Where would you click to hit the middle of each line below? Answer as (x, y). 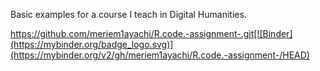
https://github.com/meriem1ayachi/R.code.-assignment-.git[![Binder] (151, 33)
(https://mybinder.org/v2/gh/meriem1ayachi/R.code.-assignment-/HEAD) (160, 55)
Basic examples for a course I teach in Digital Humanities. (128, 14)
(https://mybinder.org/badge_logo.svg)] (92, 44)
